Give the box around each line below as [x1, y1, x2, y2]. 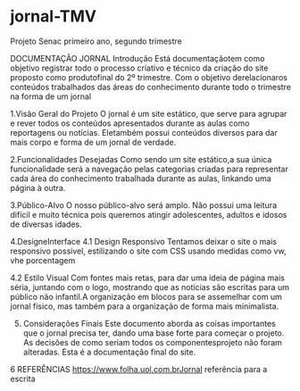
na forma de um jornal [10, 91, 92, 102]
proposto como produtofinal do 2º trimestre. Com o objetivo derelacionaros [10, 71, 288, 82]
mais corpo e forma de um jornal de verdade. [10, 137, 177, 147]
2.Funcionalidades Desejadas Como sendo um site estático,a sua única [10, 154, 272, 164]
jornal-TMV [10, 6, 97, 27]
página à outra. [10, 182, 66, 193]
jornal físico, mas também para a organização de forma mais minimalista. [10, 301, 279, 312]
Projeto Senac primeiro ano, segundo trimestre [10, 36, 182, 46]
